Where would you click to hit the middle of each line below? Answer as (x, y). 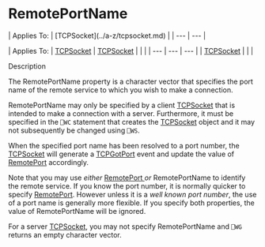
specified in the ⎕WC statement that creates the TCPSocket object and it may (132, 122)
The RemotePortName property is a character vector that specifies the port (131, 81)
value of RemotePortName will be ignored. (77, 211)
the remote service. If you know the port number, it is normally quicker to (127, 185)
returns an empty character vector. (65, 234)
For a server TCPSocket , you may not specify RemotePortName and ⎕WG (125, 226)
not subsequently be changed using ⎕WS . (74, 130)
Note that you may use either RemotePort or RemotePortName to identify (127, 178)
